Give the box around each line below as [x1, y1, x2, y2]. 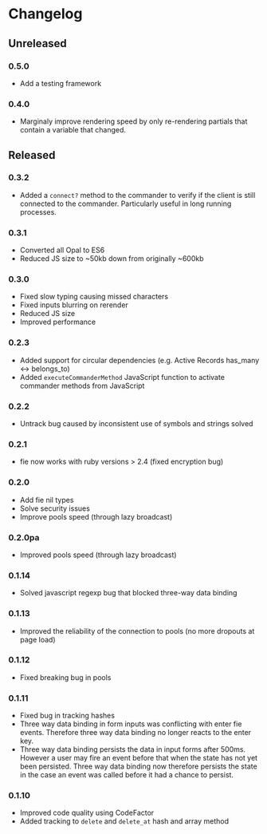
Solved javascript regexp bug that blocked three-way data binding [19, 588, 238, 598]
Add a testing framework [19, 78, 102, 88]
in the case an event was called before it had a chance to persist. [19, 770, 234, 780]
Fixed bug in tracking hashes [19, 711, 116, 721]
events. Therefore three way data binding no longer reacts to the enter [19, 728, 252, 737]
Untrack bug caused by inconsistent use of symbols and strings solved [19, 419, 253, 429]
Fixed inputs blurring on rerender [19, 300, 129, 310]
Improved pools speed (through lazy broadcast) [19, 550, 177, 559]
